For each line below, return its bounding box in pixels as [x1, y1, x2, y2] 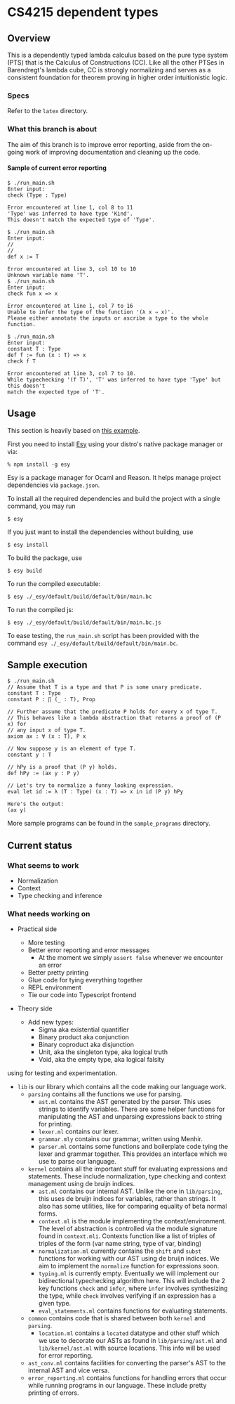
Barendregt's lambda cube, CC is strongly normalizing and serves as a [7, 66, 211, 74]
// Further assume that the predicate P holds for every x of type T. [7, 708, 218, 715]
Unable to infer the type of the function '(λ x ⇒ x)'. [7, 308, 174, 316]
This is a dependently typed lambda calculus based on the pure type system [7, 51, 229, 59]
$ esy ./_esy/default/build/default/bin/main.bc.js [7, 619, 161, 626]
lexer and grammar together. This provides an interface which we [38, 1150, 227, 1158]
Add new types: [27, 1018, 74, 1027]
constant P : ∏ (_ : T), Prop [7, 696, 96, 703]
